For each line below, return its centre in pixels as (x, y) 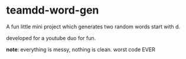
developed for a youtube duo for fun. (51, 38)
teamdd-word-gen (53, 10)
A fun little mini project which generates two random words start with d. (93, 27)
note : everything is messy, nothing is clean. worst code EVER (81, 49)
